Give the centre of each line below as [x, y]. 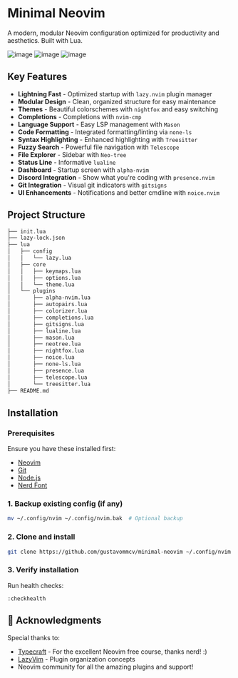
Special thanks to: [34, 637]
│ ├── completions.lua [51, 318]
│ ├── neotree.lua [44, 344]
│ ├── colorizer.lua [47, 311]
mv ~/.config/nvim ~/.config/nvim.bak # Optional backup [95, 519]
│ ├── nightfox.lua [46, 351]
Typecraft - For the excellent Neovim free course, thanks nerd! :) [113, 652]
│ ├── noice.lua [41, 358]
